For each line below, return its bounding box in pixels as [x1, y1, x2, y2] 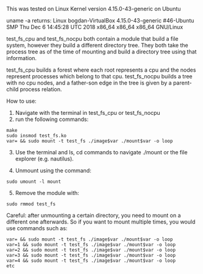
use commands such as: [6, 225, 68, 231]
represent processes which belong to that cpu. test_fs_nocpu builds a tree [6, 73, 193, 80]
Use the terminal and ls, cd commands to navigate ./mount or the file [15, 149, 188, 156]
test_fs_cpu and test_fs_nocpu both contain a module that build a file [6, 35, 179, 42]
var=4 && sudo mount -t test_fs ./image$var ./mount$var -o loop [6, 258, 176, 264]
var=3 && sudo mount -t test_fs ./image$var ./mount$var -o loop [6, 252, 176, 258]
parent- [173, 79, 192, 86]
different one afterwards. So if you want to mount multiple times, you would [6, 218, 196, 225]
